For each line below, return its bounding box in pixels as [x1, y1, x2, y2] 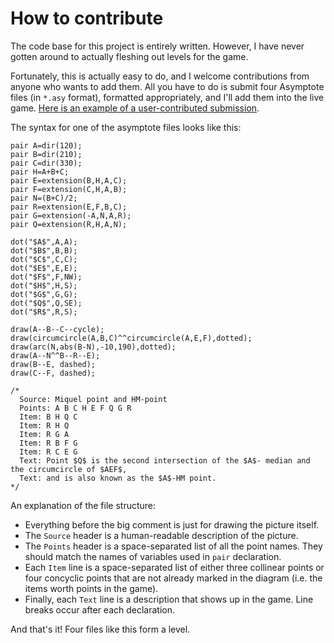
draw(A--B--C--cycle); [10, 324, 105, 334]
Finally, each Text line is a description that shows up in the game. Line [24, 593, 314, 605]
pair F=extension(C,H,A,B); [10, 184, 128, 194]
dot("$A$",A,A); [10, 237, 78, 247]
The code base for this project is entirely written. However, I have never [10, 40, 305, 52]
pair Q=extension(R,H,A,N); [10, 219, 128, 229]
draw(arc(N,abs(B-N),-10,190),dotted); [10, 342, 177, 352]
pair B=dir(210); [10, 149, 83, 159]
